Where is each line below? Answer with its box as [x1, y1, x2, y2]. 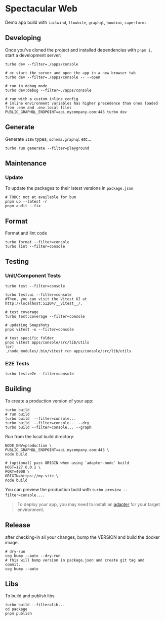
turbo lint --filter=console [5, 244, 65, 249]
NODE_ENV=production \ [5, 443, 52, 448]
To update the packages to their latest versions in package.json [5, 185, 133, 191]
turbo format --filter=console [5, 240, 70, 245]
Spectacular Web [5, 3, 78, 14]
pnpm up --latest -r [5, 199, 48, 204]
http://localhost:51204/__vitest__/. [5, 301, 83, 306]
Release [5, 521, 31, 529]
